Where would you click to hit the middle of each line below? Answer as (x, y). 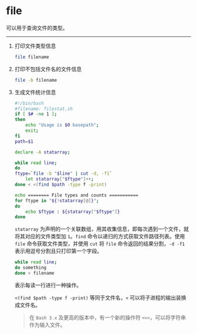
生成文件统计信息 (35, 92)
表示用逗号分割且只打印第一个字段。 (58, 251)
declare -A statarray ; (42, 152)
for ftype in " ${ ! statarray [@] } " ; (57, 201)
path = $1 (24, 141)
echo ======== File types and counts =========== (77, 195)
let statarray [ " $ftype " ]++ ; (60, 179)
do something (30, 268)
